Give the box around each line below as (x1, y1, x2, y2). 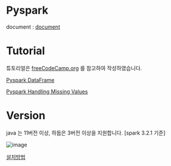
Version (6, 109, 46, 123)
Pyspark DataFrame (6, 76, 55, 83)
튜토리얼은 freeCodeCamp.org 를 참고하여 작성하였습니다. (6, 64, 142, 71)
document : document (6, 23, 61, 30)
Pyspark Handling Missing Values (6, 87, 88, 95)
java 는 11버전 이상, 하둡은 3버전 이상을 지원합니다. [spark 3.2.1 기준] (6, 129, 166, 136)
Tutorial (6, 44, 46, 58)
